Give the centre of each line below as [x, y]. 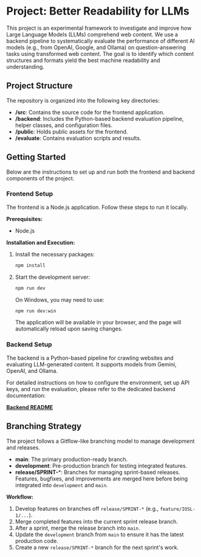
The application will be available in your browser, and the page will [98, 323]
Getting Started [36, 157]
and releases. [23, 447]
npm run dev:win [36, 311]
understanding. [25, 67]
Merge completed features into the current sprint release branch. [96, 521]
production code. [37, 541]
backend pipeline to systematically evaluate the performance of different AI [101, 41]
